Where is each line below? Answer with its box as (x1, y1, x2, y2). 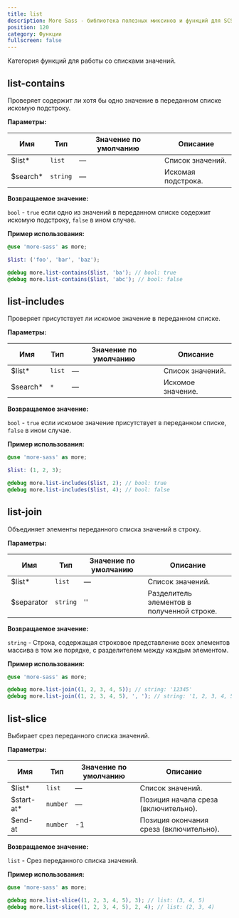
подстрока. (164, 175, 203, 185)
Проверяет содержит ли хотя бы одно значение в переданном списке (7, 96, 222, 104)
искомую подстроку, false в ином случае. (7, 215, 137, 224)
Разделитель (147, 588, 192, 598)
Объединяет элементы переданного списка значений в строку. (7, 525, 201, 534)
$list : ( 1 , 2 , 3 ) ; (7, 466, 62, 474)
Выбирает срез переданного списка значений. (7, 732, 150, 740)
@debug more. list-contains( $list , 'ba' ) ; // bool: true (7, 269, 176, 276)
